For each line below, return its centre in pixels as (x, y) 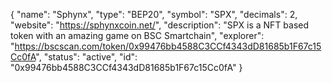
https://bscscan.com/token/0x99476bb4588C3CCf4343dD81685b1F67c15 (168, 46)
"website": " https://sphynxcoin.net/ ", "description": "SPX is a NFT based (160, 25)
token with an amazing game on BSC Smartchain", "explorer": (137, 35)
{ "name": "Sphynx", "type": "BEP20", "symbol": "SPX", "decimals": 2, (154, 14)
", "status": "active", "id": (86, 57)
